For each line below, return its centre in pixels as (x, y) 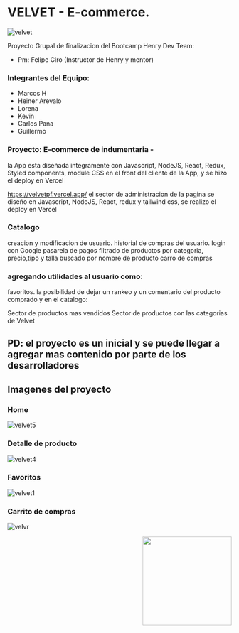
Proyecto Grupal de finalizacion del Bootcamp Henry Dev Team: (101, 45)
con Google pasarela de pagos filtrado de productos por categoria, (106, 250)
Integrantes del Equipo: (49, 77)
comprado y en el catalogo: (48, 300)
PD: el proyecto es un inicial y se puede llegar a (114, 343)
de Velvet (21, 321)
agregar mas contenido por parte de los (97, 354)
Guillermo (32, 131)
